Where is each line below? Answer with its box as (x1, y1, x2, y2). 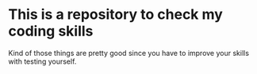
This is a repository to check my (8, 6, 224, 24)
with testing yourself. (8, 57, 77, 66)
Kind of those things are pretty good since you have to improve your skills (8, 48, 250, 57)
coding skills (8, 22, 94, 40)
